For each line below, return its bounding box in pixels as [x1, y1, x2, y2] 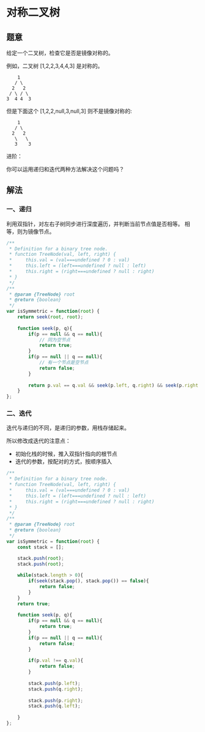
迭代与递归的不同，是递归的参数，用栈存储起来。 [6, 424, 130, 431]
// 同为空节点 [39, 337, 70, 343]
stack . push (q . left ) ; [28, 703, 81, 709]
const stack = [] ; [17, 544, 64, 550]
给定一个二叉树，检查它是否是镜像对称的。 [6, 50, 114, 56]
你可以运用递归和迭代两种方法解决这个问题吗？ [6, 166, 124, 173]
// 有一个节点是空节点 [39, 359, 89, 366]
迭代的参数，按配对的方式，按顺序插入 [15, 458, 112, 465]
